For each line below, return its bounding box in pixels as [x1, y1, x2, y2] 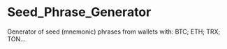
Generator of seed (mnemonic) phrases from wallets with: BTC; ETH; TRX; [7, 27, 221, 36]
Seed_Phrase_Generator [7, 4, 152, 20]
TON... [7, 34, 26, 43]
